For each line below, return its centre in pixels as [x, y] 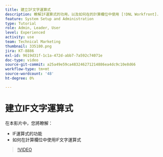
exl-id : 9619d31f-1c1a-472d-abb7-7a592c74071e [54, 55]
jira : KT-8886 [20, 51]
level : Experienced [25, 32]
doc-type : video [22, 60]
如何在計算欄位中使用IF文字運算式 [47, 140]
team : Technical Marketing [33, 42]
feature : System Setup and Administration [49, 19]
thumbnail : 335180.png [28, 46]
